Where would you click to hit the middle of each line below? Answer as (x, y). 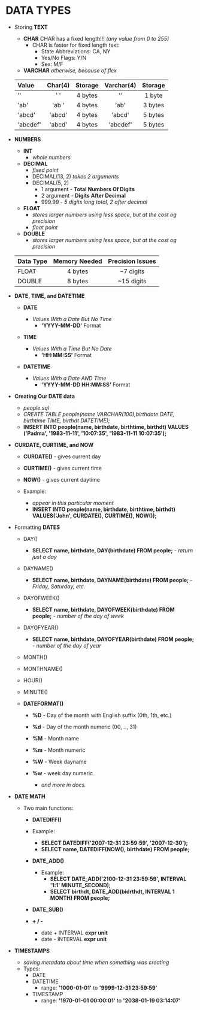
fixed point (46, 170)
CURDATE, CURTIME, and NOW (54, 444)
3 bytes (154, 105)
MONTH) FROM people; (80, 898)
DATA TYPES (38, 10)
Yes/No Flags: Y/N (64, 58)
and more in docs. (63, 785)
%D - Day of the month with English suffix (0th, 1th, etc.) (102, 715)
